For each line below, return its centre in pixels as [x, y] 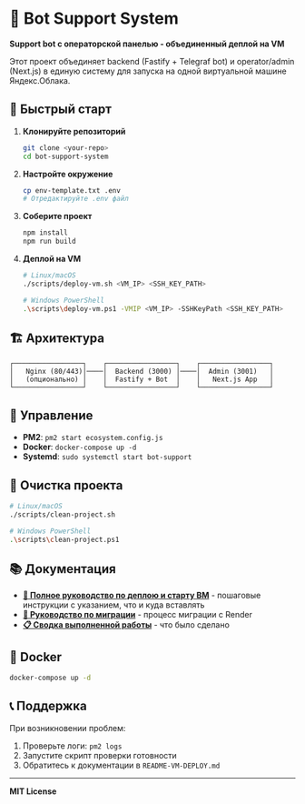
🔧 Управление [51, 415]
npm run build [49, 241]
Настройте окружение [68, 174]
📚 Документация [63, 569]
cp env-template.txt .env [71, 190]
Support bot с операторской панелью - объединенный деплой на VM [147, 44]
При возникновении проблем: [68, 728]
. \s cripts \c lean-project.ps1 [64, 539]
